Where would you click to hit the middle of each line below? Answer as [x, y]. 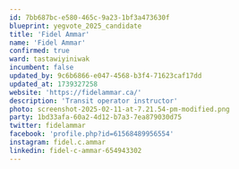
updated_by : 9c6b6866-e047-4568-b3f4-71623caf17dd [106, 76]
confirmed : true [39, 51]
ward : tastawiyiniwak [50, 59]
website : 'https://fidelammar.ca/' [76, 92]
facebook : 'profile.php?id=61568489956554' [92, 134]
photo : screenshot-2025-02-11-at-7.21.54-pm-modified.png [119, 109]
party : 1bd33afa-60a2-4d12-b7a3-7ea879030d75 [95, 117]
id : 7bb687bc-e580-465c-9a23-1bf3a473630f [90, 17]
